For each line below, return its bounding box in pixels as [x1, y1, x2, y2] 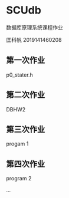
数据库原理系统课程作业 [6, 24, 63, 31]
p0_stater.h [6, 71, 34, 78]
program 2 [6, 175, 32, 182]
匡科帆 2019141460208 [6, 36, 62, 43]
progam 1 [6, 140, 29, 147]
